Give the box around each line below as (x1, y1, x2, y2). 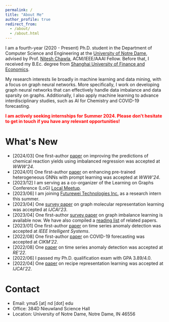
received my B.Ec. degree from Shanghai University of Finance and (5, 61, 145, 67)
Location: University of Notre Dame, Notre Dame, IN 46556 (12, 311, 136, 317)
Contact (5, 284, 40, 295)
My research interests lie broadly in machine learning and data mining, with (5, 76, 161, 82)
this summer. (12, 195, 40, 202)
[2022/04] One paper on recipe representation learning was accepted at (12, 260, 163, 266)
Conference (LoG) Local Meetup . (12, 185, 82, 191)
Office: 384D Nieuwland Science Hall (12, 305, 90, 311)
